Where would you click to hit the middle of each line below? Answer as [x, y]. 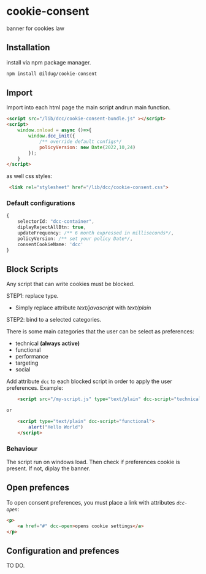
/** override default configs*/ [80, 142]
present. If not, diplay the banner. [48, 468]
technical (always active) [48, 343]
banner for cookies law [35, 28]
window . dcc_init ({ [52, 136]
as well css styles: [29, 176]
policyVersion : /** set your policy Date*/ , [75, 239]
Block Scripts [32, 269]
